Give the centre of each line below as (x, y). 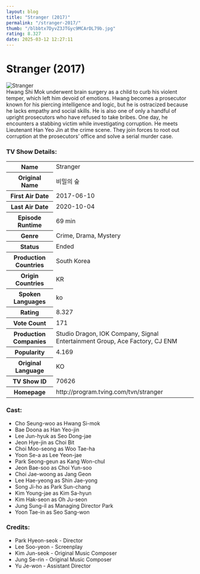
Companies (29, 342)
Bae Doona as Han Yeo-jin (47, 430)
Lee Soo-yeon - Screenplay (49, 547)
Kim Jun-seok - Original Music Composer (66, 553)
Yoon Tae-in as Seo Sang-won (52, 512)
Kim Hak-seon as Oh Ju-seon (51, 499)
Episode (29, 218)
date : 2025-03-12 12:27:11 (40, 39)
